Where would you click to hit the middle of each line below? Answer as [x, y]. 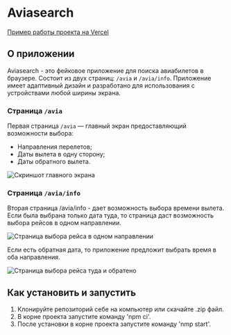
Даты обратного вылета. [54, 162]
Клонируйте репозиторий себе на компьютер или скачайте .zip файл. [120, 309]
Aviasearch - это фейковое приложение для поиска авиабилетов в [105, 70]
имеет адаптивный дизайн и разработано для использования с [101, 85]
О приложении [41, 54]
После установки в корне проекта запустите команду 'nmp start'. [114, 324]
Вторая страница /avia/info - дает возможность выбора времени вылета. [116, 208]
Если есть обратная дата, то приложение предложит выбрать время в [112, 250]
